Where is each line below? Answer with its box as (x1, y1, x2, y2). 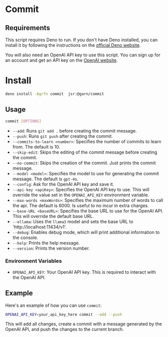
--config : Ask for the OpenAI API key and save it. (12, 181, 114, 187)
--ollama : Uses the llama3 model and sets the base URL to (12, 218, 134, 224)
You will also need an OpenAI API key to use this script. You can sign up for (5, 52, 160, 58)
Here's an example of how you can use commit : (5, 302, 102, 308)
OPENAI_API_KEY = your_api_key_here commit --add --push (5, 312, 122, 317)
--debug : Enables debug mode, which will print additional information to (12, 229, 160, 235)
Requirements (5, 24, 50, 32)
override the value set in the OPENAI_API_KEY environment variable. (12, 192, 149, 198)
